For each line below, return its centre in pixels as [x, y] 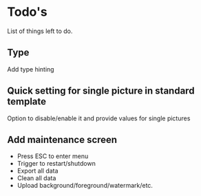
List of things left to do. [40, 31]
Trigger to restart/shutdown [56, 164]
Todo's [27, 12]
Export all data [38, 171]
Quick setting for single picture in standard [101, 91]
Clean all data [36, 178]
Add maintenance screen [62, 139]
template [27, 101]
